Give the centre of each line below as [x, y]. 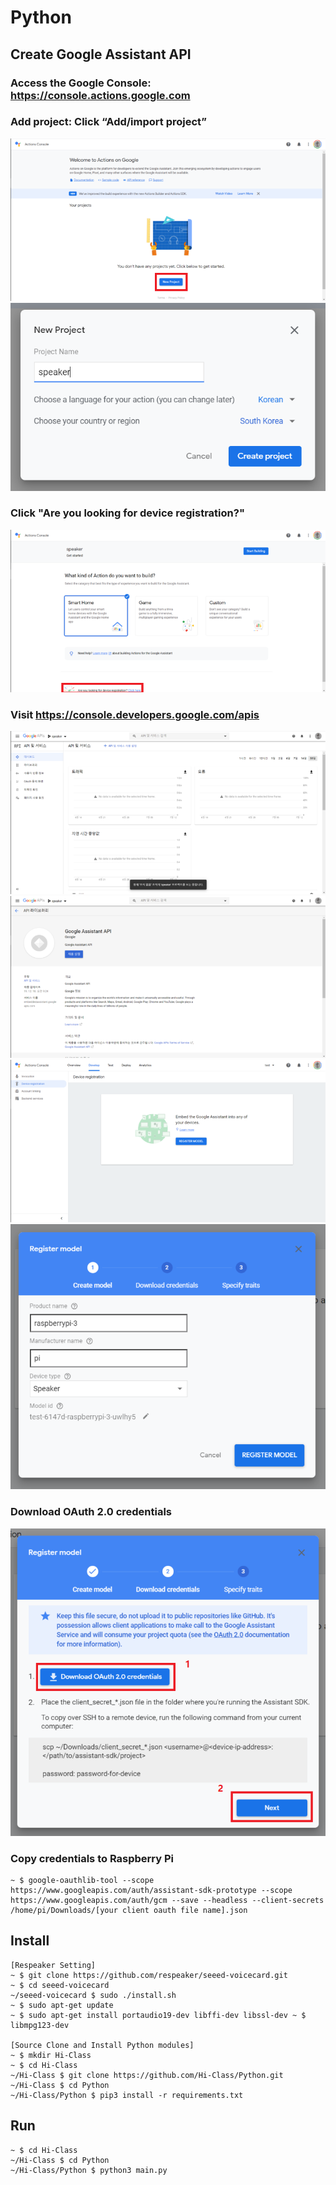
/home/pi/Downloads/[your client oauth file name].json [129, 1911]
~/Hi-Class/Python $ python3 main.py [89, 2170]
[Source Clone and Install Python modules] [102, 2045]
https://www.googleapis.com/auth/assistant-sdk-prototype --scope [151, 1891]
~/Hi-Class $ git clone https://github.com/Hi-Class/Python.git [147, 2075]
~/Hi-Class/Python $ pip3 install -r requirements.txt [127, 2095]
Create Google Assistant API [101, 54]
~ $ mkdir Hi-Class [51, 2055]
